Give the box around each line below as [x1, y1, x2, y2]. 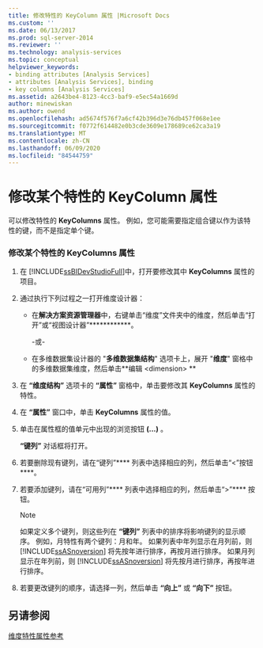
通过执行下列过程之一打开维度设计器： [19, 294, 145, 303]
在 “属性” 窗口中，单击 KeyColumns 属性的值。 [19, 407, 175, 417]
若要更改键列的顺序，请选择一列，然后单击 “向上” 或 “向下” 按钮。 [19, 583, 237, 593]
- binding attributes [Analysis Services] [8, 71, 150, 78]
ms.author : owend [8, 108, 66, 116]
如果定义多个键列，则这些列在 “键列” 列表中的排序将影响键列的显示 [19, 527, 239, 536]
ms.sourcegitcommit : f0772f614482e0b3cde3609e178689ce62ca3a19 [8, 122, 221, 130]
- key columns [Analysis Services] [8, 85, 126, 93]
